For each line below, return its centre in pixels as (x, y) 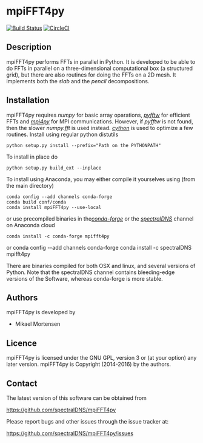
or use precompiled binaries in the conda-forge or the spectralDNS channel (100, 218)
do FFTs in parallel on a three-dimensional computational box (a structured (99, 68)
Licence (22, 343)
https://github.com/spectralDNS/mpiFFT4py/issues (70, 433)
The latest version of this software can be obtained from (76, 398)
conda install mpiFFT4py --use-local (54, 207)
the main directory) (30, 185)
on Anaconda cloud (31, 225)
